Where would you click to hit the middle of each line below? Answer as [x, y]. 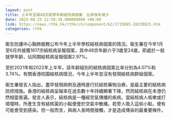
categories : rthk [24, 29]
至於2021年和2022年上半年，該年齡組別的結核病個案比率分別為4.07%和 [81, 68]
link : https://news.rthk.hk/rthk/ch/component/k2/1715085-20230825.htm [83, 24]
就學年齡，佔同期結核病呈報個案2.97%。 [48, 57]
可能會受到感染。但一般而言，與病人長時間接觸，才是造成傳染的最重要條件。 [85, 110]
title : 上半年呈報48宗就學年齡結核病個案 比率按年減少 [57, 15]
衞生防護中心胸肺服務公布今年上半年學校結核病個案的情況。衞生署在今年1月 [84, 44]
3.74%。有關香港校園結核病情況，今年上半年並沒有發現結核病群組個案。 [81, 74]
